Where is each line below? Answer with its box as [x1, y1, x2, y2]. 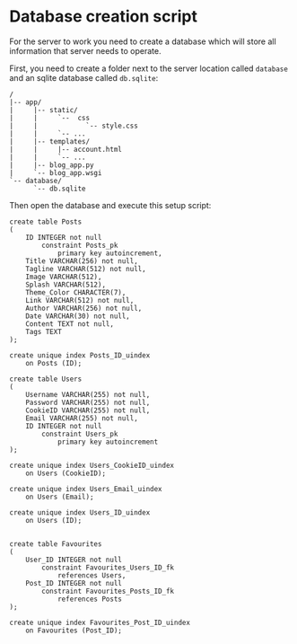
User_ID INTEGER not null [25, 555, 123, 564]
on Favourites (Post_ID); [25, 626, 123, 635]
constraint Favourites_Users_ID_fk [41, 563, 175, 572]
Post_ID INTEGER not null [25, 578, 123, 587]
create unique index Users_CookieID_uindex [9, 461, 175, 470]
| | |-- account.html [9, 145, 123, 154]
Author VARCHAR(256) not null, [25, 304, 143, 313]
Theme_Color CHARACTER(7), [25, 287, 127, 297]
